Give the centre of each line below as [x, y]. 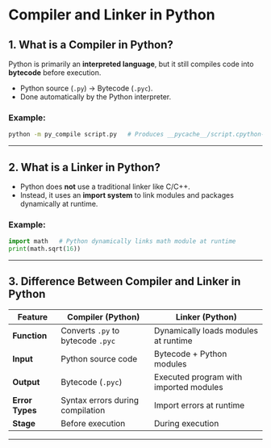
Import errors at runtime [200, 405]
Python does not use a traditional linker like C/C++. [105, 186]
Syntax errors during [100, 400]
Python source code [99, 358]
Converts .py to [90, 330]
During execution [187, 423]
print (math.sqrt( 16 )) [45, 249]
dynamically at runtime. [59, 203]
